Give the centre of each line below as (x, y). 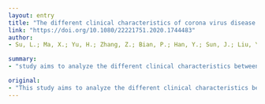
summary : (22, 59)
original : (24, 80)
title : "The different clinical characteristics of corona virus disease (132, 23)
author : (21, 37)
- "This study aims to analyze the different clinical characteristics (128, 87)
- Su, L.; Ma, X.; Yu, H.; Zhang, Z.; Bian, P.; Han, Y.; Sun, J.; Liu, (130, 45)
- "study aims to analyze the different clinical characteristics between (134, 67)
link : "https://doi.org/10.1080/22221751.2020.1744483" (102, 30)
